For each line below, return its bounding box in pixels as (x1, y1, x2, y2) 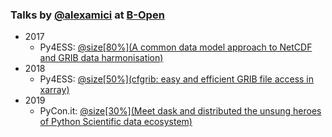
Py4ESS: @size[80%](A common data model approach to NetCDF (39, 41, 313, 53)
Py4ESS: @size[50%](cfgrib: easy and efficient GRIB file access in (39, 73, 315, 85)
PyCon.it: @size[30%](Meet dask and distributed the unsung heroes (39, 105, 322, 117)
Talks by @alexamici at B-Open (10, 8, 165, 22)
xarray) (39, 84, 70, 96)
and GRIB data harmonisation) (39, 52, 164, 64)
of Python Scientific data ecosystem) (39, 116, 193, 128)
